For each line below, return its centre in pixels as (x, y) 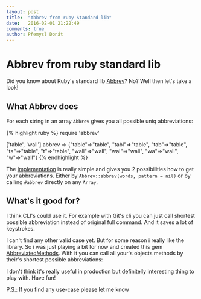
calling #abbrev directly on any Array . (52, 182)
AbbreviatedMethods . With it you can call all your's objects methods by (95, 253)
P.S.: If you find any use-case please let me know (68, 289)
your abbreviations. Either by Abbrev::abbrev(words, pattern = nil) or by (99, 176)
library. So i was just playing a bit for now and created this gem (85, 246)
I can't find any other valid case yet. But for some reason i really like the (95, 240)
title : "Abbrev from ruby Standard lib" (59, 18)
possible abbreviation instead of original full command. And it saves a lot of (100, 222)
